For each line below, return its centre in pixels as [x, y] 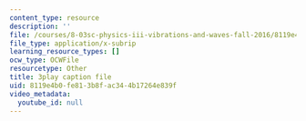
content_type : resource [55, 18]
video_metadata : [40, 94]
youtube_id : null [51, 102]
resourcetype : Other [49, 69]
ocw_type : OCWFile [44, 60]
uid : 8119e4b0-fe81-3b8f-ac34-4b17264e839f [93, 86]
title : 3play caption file [61, 77]
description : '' [40, 26]
